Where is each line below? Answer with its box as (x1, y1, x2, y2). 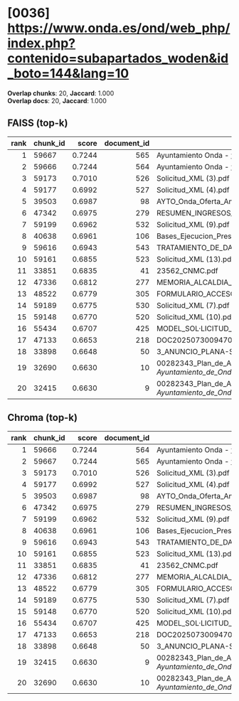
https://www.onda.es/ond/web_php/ (7, 20, 230, 36)
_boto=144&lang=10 (7, 65, 129, 82)
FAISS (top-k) (7, 117, 68, 129)
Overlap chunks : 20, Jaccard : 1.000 (7, 89, 115, 97)
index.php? (7, 36, 76, 51)
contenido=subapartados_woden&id (7, 50, 229, 67)
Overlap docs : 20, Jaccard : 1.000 (7, 96, 107, 105)
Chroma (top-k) (7, 412, 78, 424)
